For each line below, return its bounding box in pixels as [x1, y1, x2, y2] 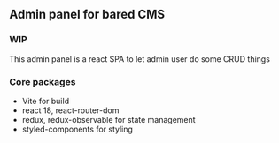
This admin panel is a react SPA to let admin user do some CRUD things [9, 53, 270, 64]
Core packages [9, 75, 76, 87]
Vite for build [21, 95, 69, 106]
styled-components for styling [21, 124, 133, 134]
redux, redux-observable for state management [21, 114, 197, 124]
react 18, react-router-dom [21, 105, 120, 116]
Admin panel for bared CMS [9, 7, 166, 22]
